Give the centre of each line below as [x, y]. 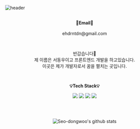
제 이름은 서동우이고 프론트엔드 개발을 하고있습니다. [85, 60]
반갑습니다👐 [85, 53]
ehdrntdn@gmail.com [85, 33]
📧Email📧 [85, 23]
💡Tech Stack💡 [85, 86]
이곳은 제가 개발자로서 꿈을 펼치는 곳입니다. [85, 66]
